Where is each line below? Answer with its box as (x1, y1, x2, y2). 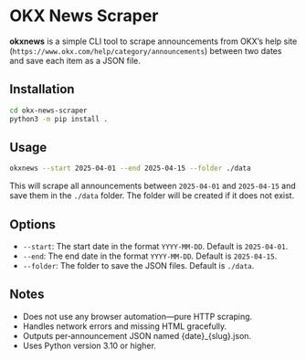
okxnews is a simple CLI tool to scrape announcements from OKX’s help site (9, 36, 298, 47)
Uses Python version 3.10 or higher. (22, 340, 157, 351)
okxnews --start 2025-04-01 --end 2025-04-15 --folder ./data (9, 164, 251, 174)
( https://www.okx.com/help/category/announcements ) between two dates (9, 45, 282, 56)
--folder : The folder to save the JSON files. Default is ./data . (22, 260, 255, 270)
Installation (9, 81, 75, 97)
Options (9, 217, 57, 232)
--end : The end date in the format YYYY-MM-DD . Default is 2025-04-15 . (22, 250, 278, 261)
